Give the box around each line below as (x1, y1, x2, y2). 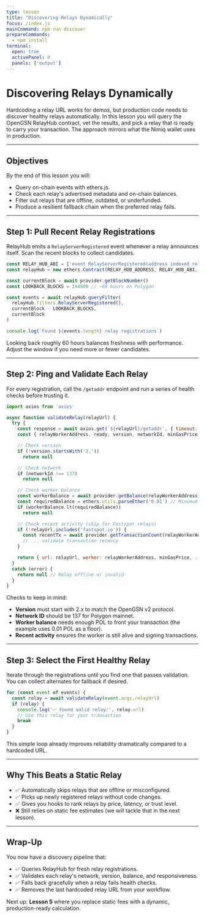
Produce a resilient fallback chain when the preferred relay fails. (15, 203, 176, 210)
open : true (12, 49, 40, 55)
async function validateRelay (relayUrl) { (6, 414, 116, 421)
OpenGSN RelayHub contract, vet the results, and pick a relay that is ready (6, 120, 194, 127)
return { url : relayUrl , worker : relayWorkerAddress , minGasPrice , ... (17, 554, 203, 561)
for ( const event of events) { (6, 690, 86, 696)
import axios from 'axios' (6, 403, 75, 409)
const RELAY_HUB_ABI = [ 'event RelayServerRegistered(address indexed (6, 261, 190, 267)
